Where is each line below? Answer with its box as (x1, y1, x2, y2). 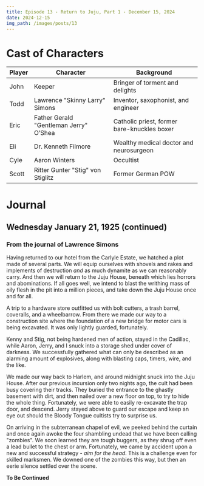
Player (9, 68, 29, 77)
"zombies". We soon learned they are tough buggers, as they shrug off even (6, 437, 197, 444)
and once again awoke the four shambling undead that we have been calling (6, 430, 197, 437)
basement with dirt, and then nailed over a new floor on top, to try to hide (6, 392, 189, 400)
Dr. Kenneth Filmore (34, 142, 91, 151)
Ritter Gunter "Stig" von (34, 166, 101, 174)
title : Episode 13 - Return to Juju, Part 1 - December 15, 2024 (6, 9, 175, 15)
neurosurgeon (113, 146, 154, 155)
